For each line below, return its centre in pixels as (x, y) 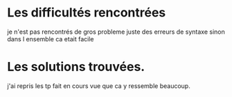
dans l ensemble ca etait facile (51, 39)
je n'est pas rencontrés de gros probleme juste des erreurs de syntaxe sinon (116, 32)
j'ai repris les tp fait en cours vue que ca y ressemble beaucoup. (99, 86)
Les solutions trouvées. (76, 67)
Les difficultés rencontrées (87, 13)
